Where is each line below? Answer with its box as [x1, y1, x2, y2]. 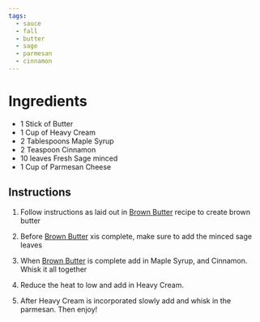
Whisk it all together [19, 264, 87, 274]
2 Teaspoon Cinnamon [19, 144, 96, 154]
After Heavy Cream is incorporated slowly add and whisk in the [19, 295, 232, 305]
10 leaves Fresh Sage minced [19, 153, 118, 163]
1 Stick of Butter [19, 118, 74, 128]
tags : [8, 11, 27, 20]
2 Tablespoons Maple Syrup [19, 135, 115, 146]
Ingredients [8, 92, 87, 110]
